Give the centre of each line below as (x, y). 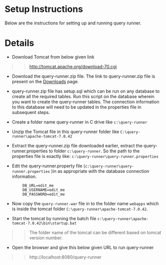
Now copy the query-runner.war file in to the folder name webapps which (85, 203)
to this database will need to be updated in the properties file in (77, 107)
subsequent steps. (31, 112)
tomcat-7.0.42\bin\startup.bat (44, 223)
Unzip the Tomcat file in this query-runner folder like (65, 132)
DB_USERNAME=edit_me (44, 190)
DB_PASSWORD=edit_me (44, 194)
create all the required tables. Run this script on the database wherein (83, 96)
